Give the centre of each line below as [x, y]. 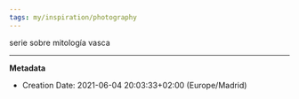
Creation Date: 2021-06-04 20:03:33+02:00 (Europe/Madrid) [134, 85]
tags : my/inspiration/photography [73, 17]
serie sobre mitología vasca [60, 42]
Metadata [28, 68]
